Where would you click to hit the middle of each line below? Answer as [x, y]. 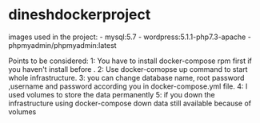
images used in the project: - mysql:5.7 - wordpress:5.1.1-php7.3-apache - [130, 37]
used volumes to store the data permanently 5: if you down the [112, 94]
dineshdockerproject [80, 15]
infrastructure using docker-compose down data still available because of [130, 103]
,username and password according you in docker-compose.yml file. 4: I [128, 86]
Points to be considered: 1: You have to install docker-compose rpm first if [130, 61]
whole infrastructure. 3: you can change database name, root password [126, 77]
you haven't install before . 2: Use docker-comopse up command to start [128, 69]
